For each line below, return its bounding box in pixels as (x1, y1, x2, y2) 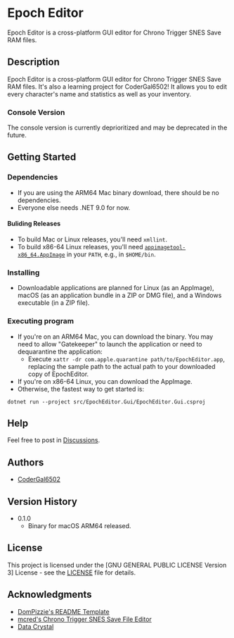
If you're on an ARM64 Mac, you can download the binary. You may (17, 332, 214, 341)
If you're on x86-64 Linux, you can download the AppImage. (17, 377, 193, 385)
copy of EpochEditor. (27, 370, 89, 378)
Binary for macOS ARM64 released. (27, 521, 131, 530)
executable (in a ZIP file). (17, 299, 90, 307)
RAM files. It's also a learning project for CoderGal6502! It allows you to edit (7, 82, 227, 91)
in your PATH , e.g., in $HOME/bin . (66, 250, 156, 258)
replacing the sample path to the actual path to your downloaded (27, 362, 216, 370)
